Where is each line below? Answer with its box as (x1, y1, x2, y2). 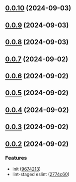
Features (5, 155, 27, 162)
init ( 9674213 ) (12, 166, 41, 172)
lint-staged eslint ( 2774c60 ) (12, 171, 70, 177)
